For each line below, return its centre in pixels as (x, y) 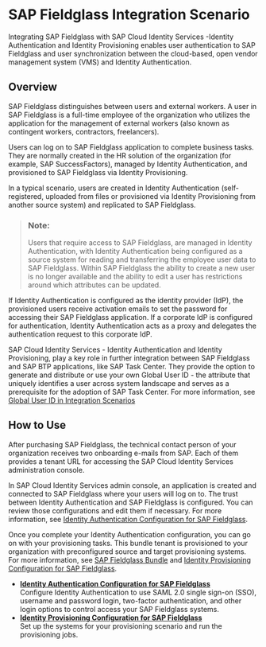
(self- (230, 188)
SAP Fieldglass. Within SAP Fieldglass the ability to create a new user (141, 268)
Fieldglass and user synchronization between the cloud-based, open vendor (133, 53)
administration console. (46, 470)
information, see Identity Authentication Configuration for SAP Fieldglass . (128, 519)
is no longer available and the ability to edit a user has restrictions (135, 277)
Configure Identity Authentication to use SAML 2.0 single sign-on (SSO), (138, 592)
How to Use (37, 425)
